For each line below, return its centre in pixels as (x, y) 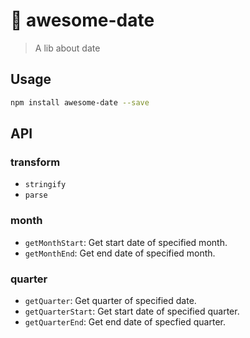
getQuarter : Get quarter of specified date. (110, 300)
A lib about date (67, 48)
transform (35, 162)
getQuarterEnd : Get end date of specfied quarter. (125, 321)
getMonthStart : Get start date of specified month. (126, 242)
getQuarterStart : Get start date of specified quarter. (132, 311)
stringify (45, 185)
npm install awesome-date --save (80, 102)
